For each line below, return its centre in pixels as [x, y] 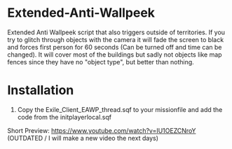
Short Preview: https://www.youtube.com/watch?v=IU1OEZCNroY [102, 130]
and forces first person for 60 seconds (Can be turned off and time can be [115, 47]
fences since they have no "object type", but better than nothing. [101, 62]
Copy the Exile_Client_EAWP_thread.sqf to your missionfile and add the [120, 109]
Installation [41, 91]
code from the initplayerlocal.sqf [64, 117]
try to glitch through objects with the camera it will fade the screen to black [116, 39]
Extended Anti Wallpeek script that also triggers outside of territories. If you [116, 32]
